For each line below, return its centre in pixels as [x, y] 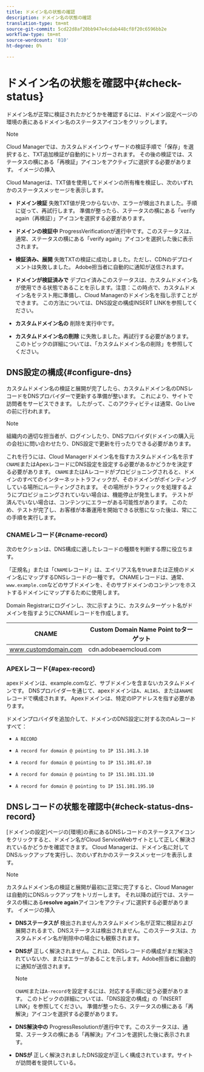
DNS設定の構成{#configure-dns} [69, 372]
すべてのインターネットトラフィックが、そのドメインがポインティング [110, 479]
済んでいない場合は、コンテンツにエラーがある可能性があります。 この [94, 502]
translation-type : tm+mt [38, 23]
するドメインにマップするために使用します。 [67, 592]
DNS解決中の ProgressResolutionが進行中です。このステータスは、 [99, 1027]
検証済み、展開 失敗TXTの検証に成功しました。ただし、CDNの [93, 259]
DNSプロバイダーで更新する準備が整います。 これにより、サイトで [110, 396]
